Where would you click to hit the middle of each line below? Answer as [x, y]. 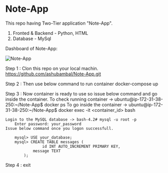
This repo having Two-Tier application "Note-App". [59, 23]
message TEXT [46, 151]
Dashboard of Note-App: [32, 48]
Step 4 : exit [18, 165]
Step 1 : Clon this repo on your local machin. [52, 68]
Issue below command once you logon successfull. [60, 128]
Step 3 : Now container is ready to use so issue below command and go [81, 93]
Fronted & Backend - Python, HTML [50, 33]
